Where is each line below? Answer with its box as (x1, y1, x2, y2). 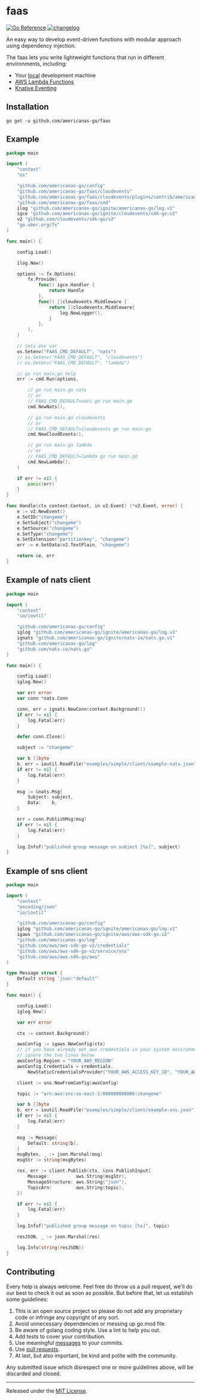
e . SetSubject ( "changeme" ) (17, 519, 82, 526)
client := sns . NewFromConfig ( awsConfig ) (17, 1079, 119, 1086)
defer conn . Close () (17, 734, 66, 740)
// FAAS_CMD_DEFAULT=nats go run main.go (28, 398, 133, 405)
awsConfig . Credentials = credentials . (17, 1063, 114, 1069)
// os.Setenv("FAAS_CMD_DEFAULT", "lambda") (17, 360, 130, 366)
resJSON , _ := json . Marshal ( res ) (17, 1234, 100, 1240)
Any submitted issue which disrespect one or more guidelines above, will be (6, 1363, 194, 1371)
